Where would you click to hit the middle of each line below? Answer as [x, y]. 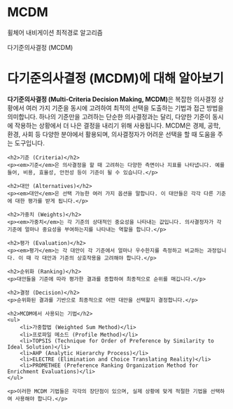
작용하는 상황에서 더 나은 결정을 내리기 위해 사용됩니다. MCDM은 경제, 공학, [118, 125]
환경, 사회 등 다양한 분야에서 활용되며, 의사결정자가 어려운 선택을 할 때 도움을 [112, 134]
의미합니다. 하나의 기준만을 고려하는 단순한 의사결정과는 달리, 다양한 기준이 [109, 116]
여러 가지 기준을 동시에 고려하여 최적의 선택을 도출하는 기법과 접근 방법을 [125, 108]
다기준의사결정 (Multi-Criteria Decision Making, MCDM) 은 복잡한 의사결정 [112, 99]
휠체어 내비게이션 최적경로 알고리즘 [55, 32]
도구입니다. [30, 143]
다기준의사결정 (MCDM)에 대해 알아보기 [115, 79]
